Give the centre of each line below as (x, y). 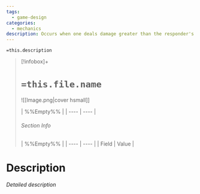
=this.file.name (61, 85)
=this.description (29, 51)
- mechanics (27, 28)
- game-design (29, 17)
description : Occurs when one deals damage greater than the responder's (100, 34)
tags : (13, 12)
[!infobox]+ (35, 62)
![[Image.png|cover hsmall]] (55, 100)
